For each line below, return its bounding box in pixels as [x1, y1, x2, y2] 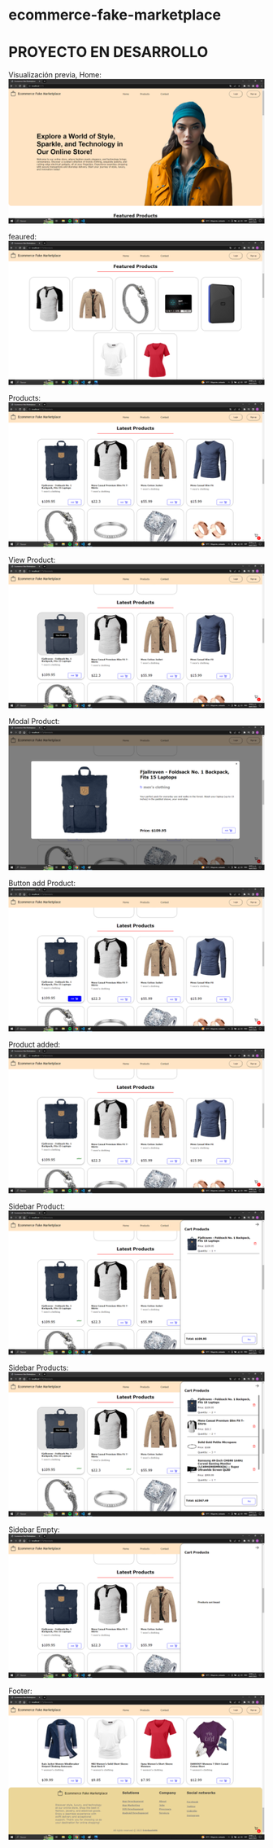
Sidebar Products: [8, 1363, 69, 1373]
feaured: [8, 231, 37, 241]
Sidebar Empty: [8, 1525, 60, 1534]
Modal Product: [8, 717, 60, 726]
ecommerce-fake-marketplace [8, 6, 222, 24]
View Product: [8, 555, 56, 564]
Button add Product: [8, 878, 76, 888]
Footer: [8, 1686, 32, 1696]
